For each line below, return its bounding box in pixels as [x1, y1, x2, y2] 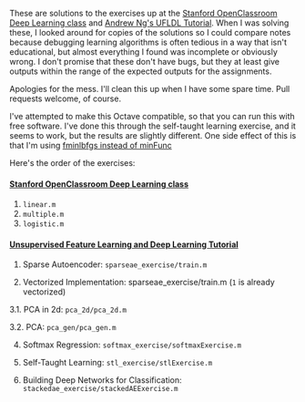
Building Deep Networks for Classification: [22, 375, 182, 386]
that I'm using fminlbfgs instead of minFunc [9, 140, 172, 150]
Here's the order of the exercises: [9, 158, 136, 168]
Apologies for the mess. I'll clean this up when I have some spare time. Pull [9, 84, 290, 94]
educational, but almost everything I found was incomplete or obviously [9, 46, 278, 57]
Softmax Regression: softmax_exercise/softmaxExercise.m [22, 339, 242, 350]
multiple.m [22, 210, 65, 220]
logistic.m [22, 220, 65, 229]
